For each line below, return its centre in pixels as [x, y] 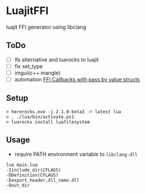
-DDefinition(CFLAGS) [32, 175]
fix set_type [28, 66]
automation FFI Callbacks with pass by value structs [77, 79]
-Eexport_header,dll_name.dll [43, 180]
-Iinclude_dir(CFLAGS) [34, 170]
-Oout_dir [18, 185]
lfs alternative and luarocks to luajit [56, 59]
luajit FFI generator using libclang [46, 27]
